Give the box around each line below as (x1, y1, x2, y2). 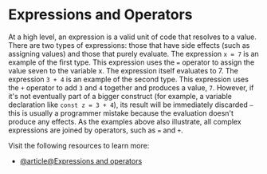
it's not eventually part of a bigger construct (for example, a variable (8, 91, 233, 101)
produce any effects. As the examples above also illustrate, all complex (8, 117, 241, 126)
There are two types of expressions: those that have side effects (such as (8, 40, 250, 49)
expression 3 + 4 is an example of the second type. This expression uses (8, 74, 249, 84)
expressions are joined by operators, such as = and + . (8, 125, 183, 135)
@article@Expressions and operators (19, 156, 143, 165)
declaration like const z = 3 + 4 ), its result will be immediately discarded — (8, 100, 253, 109)
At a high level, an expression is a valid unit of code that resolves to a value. (8, 32, 257, 42)
